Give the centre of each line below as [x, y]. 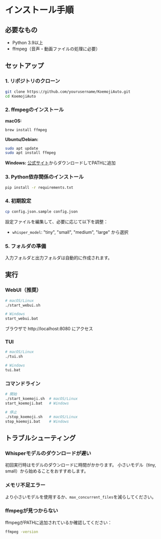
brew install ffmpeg [26, 130]
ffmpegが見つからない [32, 511]
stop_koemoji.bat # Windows [37, 421]
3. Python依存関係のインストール [44, 177]
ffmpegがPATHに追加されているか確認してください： [58, 522]
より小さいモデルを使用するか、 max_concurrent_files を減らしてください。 [80, 497]
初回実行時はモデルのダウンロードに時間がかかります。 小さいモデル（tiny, [80, 465]
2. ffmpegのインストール [34, 110]
